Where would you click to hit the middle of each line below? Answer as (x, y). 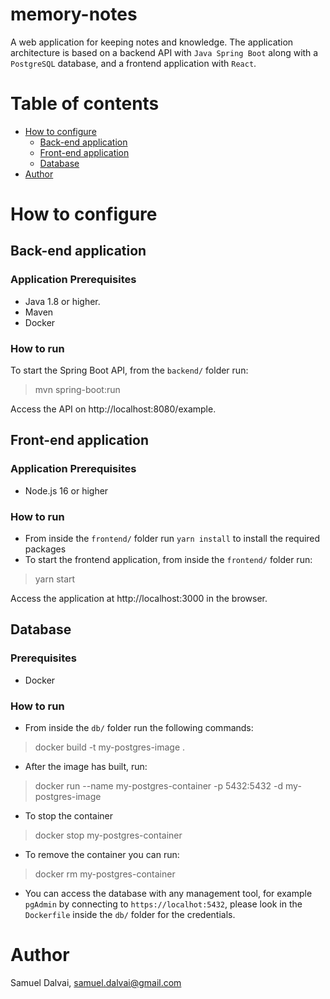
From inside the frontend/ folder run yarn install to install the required (172, 539)
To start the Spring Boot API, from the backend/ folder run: (129, 370)
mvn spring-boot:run (77, 390)
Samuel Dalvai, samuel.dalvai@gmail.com (96, 982)
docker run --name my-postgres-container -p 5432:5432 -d (159, 786)
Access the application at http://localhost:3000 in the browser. (139, 599)
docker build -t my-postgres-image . (110, 747)
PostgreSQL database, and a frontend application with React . (133, 63)
